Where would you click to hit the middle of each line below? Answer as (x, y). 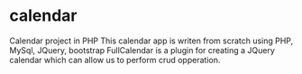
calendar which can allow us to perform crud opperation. (115, 60)
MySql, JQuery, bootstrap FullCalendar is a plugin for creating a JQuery (142, 50)
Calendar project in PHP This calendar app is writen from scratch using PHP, (151, 41)
